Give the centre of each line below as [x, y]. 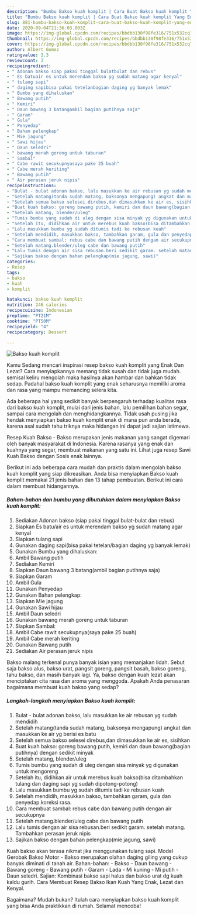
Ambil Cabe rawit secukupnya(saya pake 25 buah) [76, 632]
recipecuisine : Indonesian [39, 311]
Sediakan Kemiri [34, 564]
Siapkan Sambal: [35, 626]
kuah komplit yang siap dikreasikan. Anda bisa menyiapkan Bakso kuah [92, 474]
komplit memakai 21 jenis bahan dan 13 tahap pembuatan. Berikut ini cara [95, 480]
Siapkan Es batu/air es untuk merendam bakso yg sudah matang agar [99, 527]
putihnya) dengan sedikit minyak [54, 753]
